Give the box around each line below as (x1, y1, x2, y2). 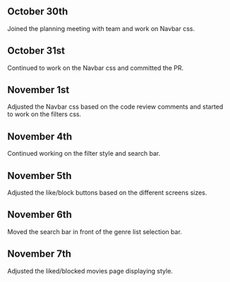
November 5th (7, 169, 72, 182)
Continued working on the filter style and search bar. (7, 149, 161, 158)
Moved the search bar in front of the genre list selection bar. (7, 227, 182, 235)
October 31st (7, 45, 66, 57)
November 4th (7, 130, 73, 142)
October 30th (7, 6, 68, 18)
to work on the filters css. (7, 110, 82, 118)
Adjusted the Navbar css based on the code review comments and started (7, 102, 224, 111)
